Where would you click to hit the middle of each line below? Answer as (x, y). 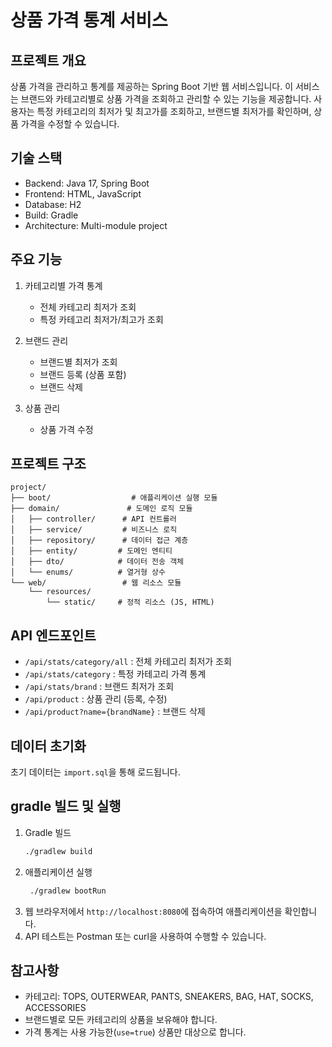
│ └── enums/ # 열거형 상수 (88, 572)
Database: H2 (53, 204)
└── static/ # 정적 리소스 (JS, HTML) (130, 602)
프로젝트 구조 (48, 464)
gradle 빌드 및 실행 (66, 806)
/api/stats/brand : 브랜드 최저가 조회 (99, 687)
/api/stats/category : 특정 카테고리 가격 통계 (115, 674)
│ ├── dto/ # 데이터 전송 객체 (97, 562)
